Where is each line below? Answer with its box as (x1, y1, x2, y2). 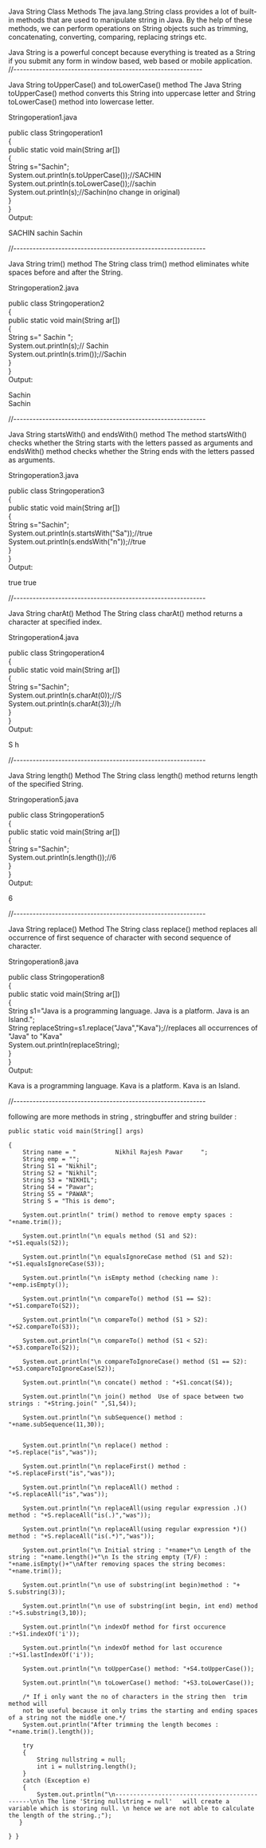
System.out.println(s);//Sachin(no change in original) (8, 188, 181, 196)
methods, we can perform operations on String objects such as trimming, (8, 24, 248, 33)
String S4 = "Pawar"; (22, 1183, 94, 1191)
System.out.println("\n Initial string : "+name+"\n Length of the (22, 1546, 251, 1554)
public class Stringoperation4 (8, 648, 105, 657)
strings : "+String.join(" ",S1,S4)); (8, 1400, 137, 1408)
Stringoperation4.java (8, 633, 80, 642)
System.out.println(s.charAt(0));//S (8, 690, 122, 700)
